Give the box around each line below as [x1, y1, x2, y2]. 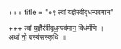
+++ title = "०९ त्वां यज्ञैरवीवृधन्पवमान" [8, 8, 114, 17]
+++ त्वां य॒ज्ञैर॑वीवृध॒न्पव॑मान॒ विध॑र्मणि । [8, 24, 104, 32]
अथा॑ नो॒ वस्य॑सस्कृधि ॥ [8, 32, 66, 41]
